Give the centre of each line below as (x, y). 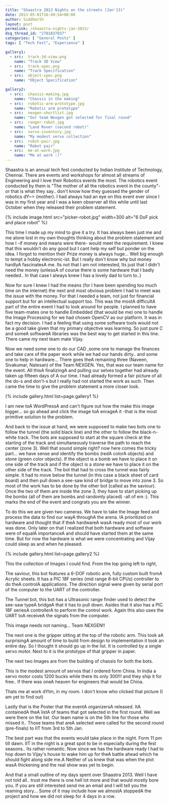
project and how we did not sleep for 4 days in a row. (60, 796)
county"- (151, 186)
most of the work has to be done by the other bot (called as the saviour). (81, 486)
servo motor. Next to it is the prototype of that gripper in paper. (71, 651)
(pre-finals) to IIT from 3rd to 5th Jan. (44, 728)
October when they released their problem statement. (61, 207)
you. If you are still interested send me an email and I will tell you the (76, 786)
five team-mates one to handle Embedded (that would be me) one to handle (84, 312)
